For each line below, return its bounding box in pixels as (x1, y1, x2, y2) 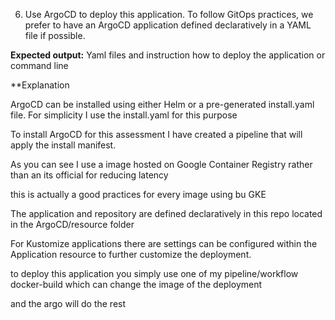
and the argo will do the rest (10, 298, 127, 309)
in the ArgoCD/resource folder (10, 219, 135, 230)
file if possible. (24, 30, 86, 41)
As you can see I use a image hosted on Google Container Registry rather (10, 159, 313, 170)
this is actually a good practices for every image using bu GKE (10, 189, 267, 200)
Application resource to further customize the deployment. (10, 249, 252, 260)
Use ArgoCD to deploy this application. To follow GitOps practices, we (24, 9, 314, 20)
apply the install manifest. (10, 139, 117, 151)
